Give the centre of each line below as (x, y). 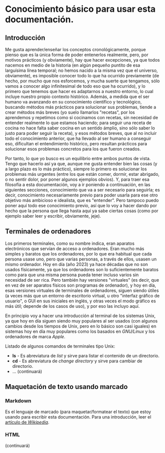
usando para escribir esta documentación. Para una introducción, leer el (78, 417)
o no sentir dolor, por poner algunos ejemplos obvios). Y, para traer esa (77, 179)
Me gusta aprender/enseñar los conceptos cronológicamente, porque (76, 49)
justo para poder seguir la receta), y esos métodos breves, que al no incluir (81, 133)
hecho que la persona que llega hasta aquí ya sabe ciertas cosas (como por (82, 211)
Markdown (18, 401)
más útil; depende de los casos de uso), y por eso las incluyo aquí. (72, 306)
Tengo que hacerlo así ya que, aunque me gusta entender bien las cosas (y (81, 164)
